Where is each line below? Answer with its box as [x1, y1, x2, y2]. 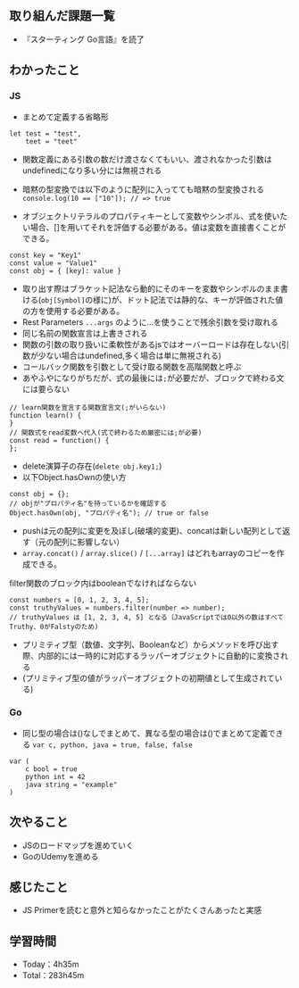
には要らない [21, 383, 70, 394]
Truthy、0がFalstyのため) [9, 622, 99, 631]
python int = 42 [25, 772, 87, 781]
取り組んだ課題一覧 [9, 8, 115, 24]
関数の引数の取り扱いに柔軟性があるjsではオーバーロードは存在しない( [21, 338, 282, 350]
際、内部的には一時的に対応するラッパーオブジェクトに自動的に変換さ [21, 650, 281, 660]
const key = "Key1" [9, 251, 82, 260]
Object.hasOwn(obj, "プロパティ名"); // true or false [9, 508, 209, 518]
